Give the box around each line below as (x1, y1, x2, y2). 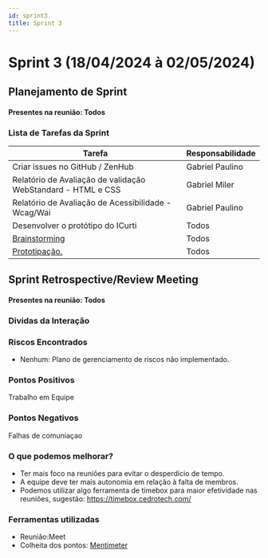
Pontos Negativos (8, 412, 79, 423)
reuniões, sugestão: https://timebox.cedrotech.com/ (19, 494, 191, 504)
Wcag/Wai (12, 206, 51, 218)
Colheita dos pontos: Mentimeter (19, 540, 128, 550)
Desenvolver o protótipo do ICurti (12, 220, 137, 231)
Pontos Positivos (8, 375, 75, 386)
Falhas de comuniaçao (8, 430, 83, 440)
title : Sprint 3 (8, 19, 62, 27)
